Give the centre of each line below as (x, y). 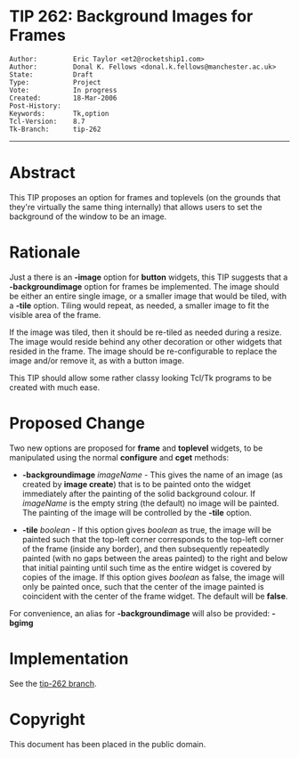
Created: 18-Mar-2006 (63, 98)
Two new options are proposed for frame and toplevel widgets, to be (136, 448)
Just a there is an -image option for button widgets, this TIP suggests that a (149, 277)
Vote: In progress (63, 90)
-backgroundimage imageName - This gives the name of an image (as (152, 475)
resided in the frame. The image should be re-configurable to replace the (143, 351)
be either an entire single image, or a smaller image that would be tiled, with (148, 296)
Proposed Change (77, 423)
